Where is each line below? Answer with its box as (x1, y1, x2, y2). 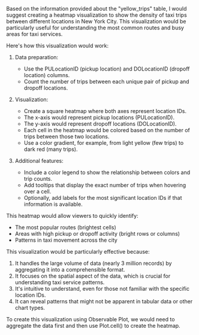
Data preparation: (14, 54, 59, 60)
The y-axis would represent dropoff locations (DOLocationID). (23, 120, 177, 127)
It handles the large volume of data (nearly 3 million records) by (14, 260, 172, 267)
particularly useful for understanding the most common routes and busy (6, 24, 185, 31)
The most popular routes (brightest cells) (14, 224, 116, 231)
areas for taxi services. (6, 31, 63, 38)
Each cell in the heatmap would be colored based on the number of (23, 127, 191, 133)
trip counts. (23, 175, 53, 182)
